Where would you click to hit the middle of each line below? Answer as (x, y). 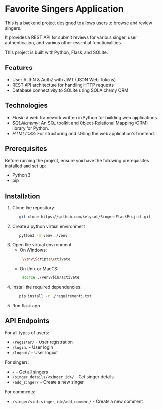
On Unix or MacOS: (39, 268)
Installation (23, 196)
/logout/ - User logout (35, 353)
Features (19, 68)
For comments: (20, 392)
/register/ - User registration (42, 342)
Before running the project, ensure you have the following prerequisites (77, 161)
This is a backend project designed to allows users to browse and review (79, 23)
